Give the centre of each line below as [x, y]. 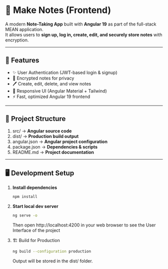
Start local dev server [35, 206]
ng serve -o [25, 215]
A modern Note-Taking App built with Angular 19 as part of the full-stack [81, 24]
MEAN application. [24, 29]
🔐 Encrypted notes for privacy [43, 78]
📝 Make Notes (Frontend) [58, 10]
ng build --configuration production [52, 251]
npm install [25, 197]
